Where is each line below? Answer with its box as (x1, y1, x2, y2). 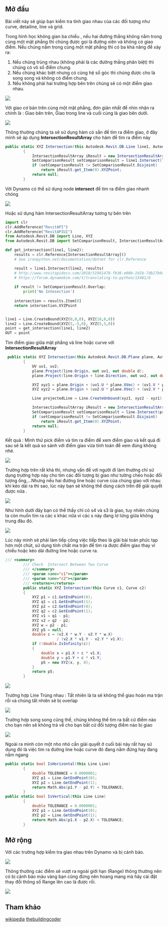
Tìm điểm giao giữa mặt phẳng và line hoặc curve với (5, 340, 114, 346)
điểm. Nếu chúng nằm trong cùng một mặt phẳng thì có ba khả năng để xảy (5, 44, 161, 50)
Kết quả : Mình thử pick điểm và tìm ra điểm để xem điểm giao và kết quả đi (5, 437, 161, 443)
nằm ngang (5, 752, 28, 758)
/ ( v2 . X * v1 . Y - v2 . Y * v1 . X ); (56, 637, 124, 642)
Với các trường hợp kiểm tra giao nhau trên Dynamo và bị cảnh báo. (5, 849, 144, 855)
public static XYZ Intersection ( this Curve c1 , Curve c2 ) (23, 585, 146, 590)
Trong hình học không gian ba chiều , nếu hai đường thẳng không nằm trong (5, 33, 162, 39)
